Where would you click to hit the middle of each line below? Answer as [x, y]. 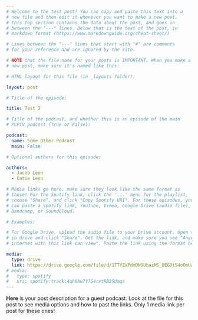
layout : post [22, 87]
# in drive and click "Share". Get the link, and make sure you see [92, 238]
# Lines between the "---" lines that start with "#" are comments [91, 44]
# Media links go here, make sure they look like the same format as [93, 190]
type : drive [26, 259]
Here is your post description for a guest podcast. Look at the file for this [95, 298]
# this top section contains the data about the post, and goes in [91, 22]
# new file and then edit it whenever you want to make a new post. [92, 17]
